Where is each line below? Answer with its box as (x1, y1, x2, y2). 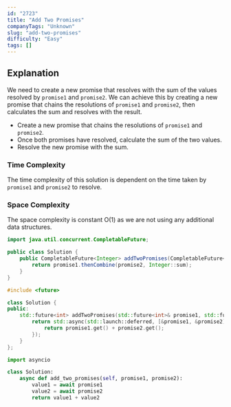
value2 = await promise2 (32, 388, 103, 395)
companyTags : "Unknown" (7, 23, 76, 30)
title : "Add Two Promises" (7, 16, 85, 23)
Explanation (7, 67, 60, 79)
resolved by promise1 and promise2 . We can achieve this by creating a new (7, 93, 218, 101)
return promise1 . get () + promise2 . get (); (43, 324, 165, 332)
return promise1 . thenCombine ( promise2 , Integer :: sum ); (32, 262, 192, 269)
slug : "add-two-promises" (7, 29, 81, 36)
